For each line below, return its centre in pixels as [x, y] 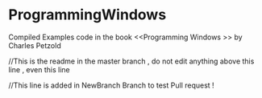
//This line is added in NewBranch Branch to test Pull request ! [112, 85]
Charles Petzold [35, 45]
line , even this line [39, 69]
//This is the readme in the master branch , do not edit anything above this [131, 61]
